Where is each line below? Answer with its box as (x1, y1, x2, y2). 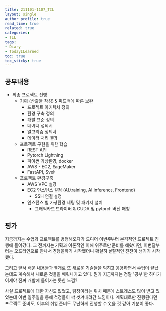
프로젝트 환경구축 (19, 175, 54, 181)
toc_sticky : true (5, 58, 41, 63)
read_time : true (5, 21, 39, 26)
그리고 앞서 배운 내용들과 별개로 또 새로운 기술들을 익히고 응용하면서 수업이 (5, 265, 150, 271)
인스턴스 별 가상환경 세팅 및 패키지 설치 (27, 199, 103, 206)
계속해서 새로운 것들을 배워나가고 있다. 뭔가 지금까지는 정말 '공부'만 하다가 (18, 271, 161, 277)
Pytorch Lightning (27, 152, 63, 158)
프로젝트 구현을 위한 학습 (19, 141, 68, 147)
